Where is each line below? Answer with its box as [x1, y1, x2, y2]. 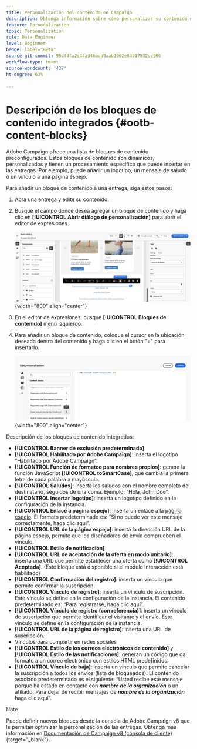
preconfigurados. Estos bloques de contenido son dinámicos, [6, 155, 155, 162]
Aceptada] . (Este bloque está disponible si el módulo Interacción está [14, 563, 184, 570]
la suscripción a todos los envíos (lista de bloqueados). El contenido [14, 669, 179, 676]
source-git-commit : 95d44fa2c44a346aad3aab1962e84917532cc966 [6, 53, 161, 59]
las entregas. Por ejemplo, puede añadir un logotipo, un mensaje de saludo [6, 167, 187, 174]
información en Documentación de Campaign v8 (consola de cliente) [6, 730, 173, 737]
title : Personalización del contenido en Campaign [6, 9, 133, 15]
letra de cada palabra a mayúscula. [14, 476, 100, 483]
